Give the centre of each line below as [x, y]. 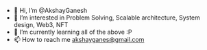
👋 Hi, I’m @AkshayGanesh [50, 10]
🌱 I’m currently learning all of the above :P [73, 32]
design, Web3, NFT [41, 25]
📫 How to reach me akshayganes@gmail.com [79, 40]
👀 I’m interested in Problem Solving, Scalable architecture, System [107, 18]
